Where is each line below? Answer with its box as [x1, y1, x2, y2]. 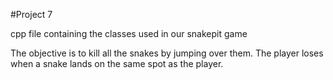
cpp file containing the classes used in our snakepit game [10, 28, 248, 39]
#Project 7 [10, 9, 53, 20]
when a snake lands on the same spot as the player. [10, 58, 224, 69]
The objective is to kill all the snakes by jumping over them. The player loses [10, 47, 324, 59]
